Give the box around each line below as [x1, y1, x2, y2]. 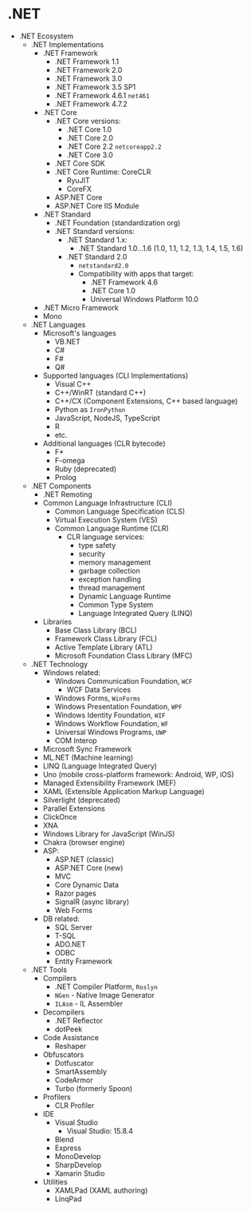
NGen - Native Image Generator [54, 990, 155, 999]
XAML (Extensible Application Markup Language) [42, 786, 205, 796]
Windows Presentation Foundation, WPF [54, 701, 182, 711]
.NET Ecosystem [18, 31, 74, 41]
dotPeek [54, 1024, 83, 1034]
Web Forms [54, 905, 93, 915]
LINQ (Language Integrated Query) [42, 760, 157, 771]
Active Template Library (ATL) [54, 642, 153, 652]
